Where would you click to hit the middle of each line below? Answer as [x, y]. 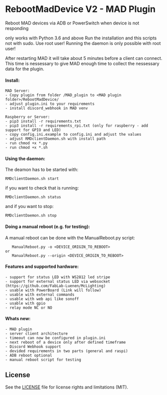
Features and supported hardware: [42, 267]
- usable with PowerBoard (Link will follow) [53, 290]
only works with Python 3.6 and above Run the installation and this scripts [81, 38]
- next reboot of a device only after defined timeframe [66, 342]
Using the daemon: [25, 159]
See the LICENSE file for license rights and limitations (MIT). [67, 387]
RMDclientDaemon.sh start [32, 179]
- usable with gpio [25, 303]
